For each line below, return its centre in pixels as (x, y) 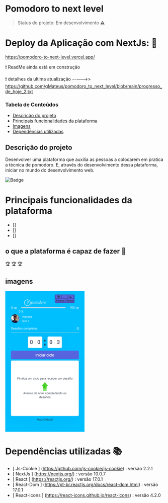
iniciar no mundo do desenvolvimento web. (50, 170)
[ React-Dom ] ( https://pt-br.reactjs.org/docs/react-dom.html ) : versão (85, 485)
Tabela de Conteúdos (32, 105)
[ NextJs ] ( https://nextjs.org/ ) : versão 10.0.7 (59, 474)
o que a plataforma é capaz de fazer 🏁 (65, 251)
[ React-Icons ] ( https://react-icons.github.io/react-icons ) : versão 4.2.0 (87, 495)
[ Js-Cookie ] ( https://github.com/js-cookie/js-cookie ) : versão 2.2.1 (82, 469)
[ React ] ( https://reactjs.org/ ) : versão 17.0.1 (58, 479)
